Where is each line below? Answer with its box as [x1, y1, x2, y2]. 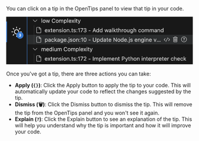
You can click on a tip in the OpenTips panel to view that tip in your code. [6, 5, 184, 12]
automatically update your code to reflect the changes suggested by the [14, 88, 191, 95]
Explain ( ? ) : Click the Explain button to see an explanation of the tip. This [14, 115, 192, 123]
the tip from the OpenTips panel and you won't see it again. [14, 109, 160, 116]
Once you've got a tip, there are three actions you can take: [6, 70, 151, 77]
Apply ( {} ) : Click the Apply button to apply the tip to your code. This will [14, 81, 191, 88]
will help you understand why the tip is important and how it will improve [14, 122, 191, 129]
